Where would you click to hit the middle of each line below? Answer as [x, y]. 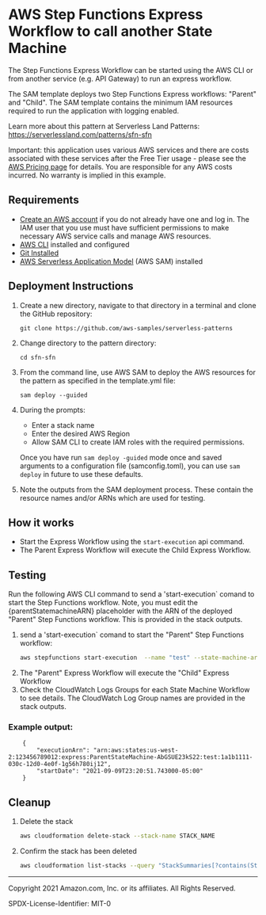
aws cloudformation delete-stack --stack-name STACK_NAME [117, 836]
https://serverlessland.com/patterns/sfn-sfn [80, 134]
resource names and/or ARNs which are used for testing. [112, 498]
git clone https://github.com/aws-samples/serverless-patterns [126, 328]
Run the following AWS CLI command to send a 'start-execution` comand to [131, 594]
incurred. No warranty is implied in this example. [87, 175]
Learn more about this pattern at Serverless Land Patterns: [104, 126]
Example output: [41, 726]
